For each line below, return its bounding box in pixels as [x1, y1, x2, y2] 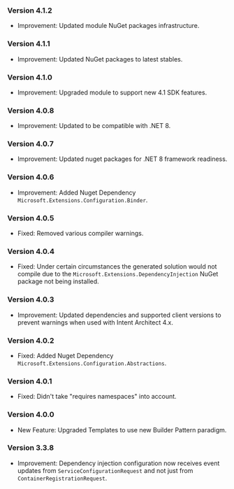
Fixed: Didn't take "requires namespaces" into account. [17, 392, 177, 401]
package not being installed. [17, 277, 99, 285]
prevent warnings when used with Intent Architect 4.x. [17, 318, 173, 327]
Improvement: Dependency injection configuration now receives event [17, 459, 220, 467]
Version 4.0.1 [7, 376, 52, 386]
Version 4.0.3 [7, 295, 54, 304]
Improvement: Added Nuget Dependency [17, 188, 136, 197]
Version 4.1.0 [7, 72, 52, 82]
